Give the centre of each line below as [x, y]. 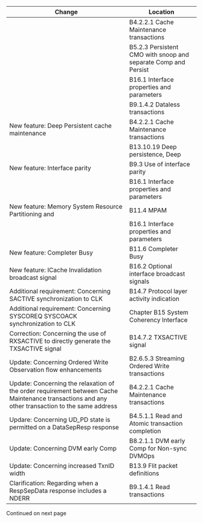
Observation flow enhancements [56, 370]
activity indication [154, 299]
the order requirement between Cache [64, 391]
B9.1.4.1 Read [150, 487]
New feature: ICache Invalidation [56, 270]
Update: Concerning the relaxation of [62, 383]
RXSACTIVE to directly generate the [60, 341]
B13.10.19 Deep [153, 147]
